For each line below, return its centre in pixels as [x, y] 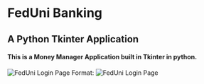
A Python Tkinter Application [73, 39]
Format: [83, 73]
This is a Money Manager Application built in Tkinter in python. [102, 57]
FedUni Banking [55, 13]
